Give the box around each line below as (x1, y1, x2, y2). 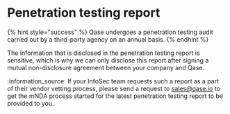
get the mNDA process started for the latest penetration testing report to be (7, 92, 224, 100)
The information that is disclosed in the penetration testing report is (7, 49, 200, 57)
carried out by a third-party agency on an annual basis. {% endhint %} (7, 35, 209, 43)
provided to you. (7, 99, 54, 107)
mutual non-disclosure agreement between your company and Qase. (7, 63, 205, 72)
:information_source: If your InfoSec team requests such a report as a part (7, 76, 220, 85)
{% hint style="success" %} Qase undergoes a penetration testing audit (7, 28, 213, 36)
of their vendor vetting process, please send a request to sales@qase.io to (7, 84, 221, 92)
